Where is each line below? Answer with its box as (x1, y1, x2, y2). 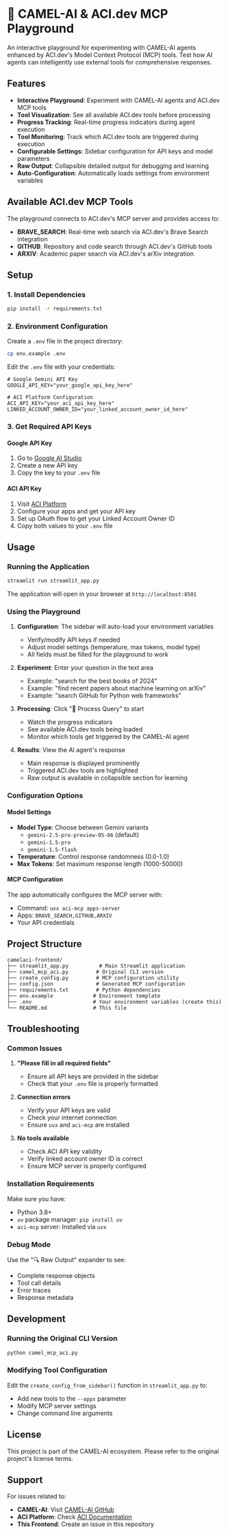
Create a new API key (16, 461, 78, 470)
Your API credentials (16, 918, 75, 926)
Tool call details (16, 1279, 62, 1287)
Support (7, 1474, 43, 1486)
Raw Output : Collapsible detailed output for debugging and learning (16, 161, 210, 170)
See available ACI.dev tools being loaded (27, 725, 143, 734)
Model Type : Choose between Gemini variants (16, 823, 149, 832)
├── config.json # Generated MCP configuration (7, 980, 186, 987)
